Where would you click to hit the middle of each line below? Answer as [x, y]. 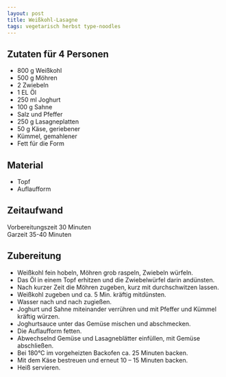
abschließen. [35, 345]
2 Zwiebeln [33, 85]
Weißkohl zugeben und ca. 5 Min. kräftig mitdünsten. [91, 294]
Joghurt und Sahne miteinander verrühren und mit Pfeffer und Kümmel [117, 309]
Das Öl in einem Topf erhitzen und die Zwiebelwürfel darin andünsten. [116, 279]
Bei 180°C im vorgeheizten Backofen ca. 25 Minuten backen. [102, 353]
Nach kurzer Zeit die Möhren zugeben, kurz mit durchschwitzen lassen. [118, 287]
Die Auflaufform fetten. [49, 331]
